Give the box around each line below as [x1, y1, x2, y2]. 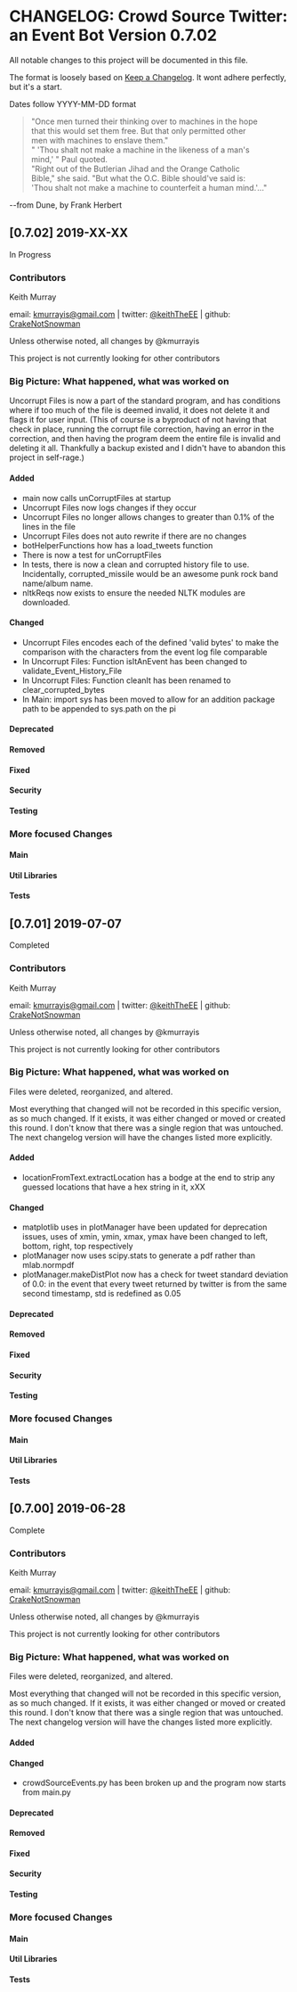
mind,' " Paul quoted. [30, 153, 108, 164]
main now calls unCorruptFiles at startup [21, 492, 172, 503]
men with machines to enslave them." [30, 135, 169, 145]
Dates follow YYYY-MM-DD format [9, 98, 136, 109]
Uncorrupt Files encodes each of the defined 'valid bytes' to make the [21, 637, 279, 647]
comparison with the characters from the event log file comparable [21, 646, 268, 657]
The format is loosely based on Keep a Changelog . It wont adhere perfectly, [9, 71, 287, 82]
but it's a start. [9, 81, 62, 92]
